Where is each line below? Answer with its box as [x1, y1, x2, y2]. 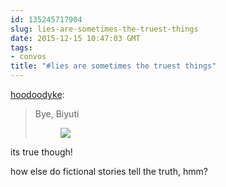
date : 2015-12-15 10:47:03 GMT [10, 33, 141, 43]
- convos [10, 52, 47, 62]
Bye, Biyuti [34, 108, 80, 120]
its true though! [10, 146, 73, 158]
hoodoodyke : [10, 89, 65, 100]
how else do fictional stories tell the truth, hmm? [10, 166, 208, 177]
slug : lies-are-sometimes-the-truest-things [10, 24, 199, 34]
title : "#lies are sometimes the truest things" [10, 61, 217, 71]
